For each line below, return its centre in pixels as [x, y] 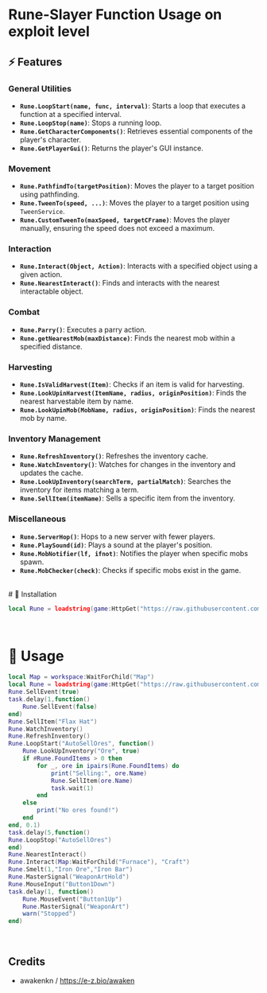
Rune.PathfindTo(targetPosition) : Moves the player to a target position [137, 186]
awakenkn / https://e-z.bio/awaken [77, 981]
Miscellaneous [37, 519]
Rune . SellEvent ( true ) [44, 692]
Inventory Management [54, 438]
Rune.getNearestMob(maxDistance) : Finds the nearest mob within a [128, 338]
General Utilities [40, 88]
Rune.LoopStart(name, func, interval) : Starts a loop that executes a [133, 106]
